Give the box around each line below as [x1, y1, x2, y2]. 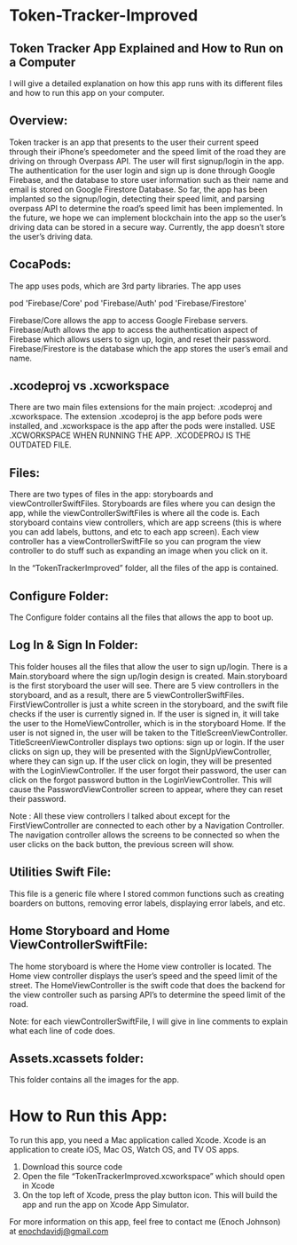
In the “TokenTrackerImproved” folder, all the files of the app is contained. [9, 563, 279, 574]
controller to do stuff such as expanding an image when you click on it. [9, 545, 269, 556]
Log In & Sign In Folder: [9, 638, 139, 653]
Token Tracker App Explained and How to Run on [9, 41, 284, 56]
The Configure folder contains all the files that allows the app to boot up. [9, 612, 274, 622]
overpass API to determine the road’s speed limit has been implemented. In [9, 202, 284, 213]
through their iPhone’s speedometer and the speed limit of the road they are [9, 146, 286, 156]
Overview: [9, 113, 68, 129]
